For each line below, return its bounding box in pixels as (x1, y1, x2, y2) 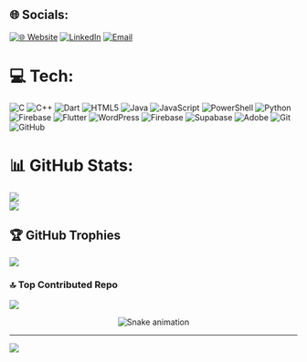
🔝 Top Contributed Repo (9, 278, 119, 291)
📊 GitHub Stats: (9, 155, 134, 176)
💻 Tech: (9, 66, 74, 86)
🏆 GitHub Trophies (9, 228, 122, 243)
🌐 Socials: (9, 7, 69, 23)
